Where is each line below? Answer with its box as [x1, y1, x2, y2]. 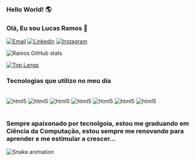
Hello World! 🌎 [6, 5, 52, 13]
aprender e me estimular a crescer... [6, 135, 116, 143]
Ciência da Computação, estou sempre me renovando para [6, 127, 184, 135]
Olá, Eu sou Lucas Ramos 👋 [6, 24, 88, 32]
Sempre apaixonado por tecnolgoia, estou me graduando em [6, 120, 190, 128]
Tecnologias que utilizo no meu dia [6, 77, 112, 85]
